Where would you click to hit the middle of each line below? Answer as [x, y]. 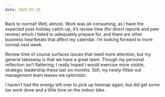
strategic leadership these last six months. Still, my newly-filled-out [73, 70]
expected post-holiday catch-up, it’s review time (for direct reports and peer [82, 29]
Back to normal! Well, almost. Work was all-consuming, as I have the [74, 24]
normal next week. [24, 44]
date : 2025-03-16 [23, 10]
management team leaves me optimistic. [46, 75]
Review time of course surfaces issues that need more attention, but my [78, 54]
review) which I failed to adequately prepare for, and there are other [74, 34]
